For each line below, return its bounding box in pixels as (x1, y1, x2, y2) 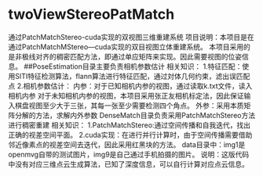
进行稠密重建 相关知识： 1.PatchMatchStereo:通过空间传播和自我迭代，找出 (8, 120, 251, 130)
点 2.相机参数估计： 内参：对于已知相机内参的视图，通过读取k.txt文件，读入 (8, 81, 253, 91)
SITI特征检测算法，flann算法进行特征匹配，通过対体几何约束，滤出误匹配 (14, 71, 250, 81)
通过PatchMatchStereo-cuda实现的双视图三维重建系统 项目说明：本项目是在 (8, 32, 255, 41)
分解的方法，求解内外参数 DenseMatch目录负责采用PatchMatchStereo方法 (14, 110, 256, 120)
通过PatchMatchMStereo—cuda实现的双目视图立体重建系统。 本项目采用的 (8, 41, 251, 52)
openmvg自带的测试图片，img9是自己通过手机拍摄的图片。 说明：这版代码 (8, 149, 250, 159)
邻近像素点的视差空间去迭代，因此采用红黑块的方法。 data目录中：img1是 (8, 139, 246, 149)
